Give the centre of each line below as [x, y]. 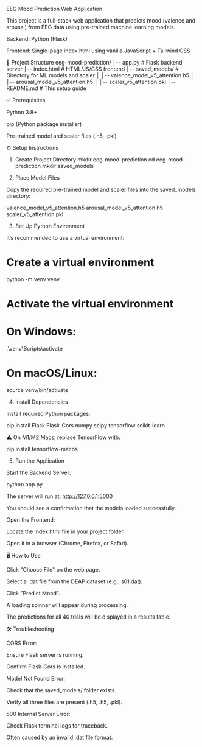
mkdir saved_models [68, 166]
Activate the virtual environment [90, 304]
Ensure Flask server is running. [45, 655]
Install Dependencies [41, 402]
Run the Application [40, 461]
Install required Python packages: [48, 414]
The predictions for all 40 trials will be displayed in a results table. [89, 617]
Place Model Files [37, 178]
